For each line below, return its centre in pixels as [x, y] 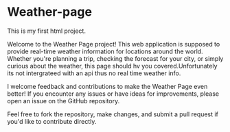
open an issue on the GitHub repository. [64, 101]
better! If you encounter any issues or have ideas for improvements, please [113, 94]
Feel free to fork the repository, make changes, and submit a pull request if [113, 114]
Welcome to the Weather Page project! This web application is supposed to [114, 44]
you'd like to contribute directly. [52, 121]
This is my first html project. [46, 31]
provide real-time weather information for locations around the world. [105, 51]
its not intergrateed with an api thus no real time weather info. [94, 73]
